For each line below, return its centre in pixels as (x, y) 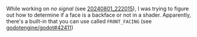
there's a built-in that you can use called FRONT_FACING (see (79, 21)
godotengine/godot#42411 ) (40, 27)
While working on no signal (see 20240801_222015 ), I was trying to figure (98, 9)
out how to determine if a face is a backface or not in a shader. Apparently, (98, 15)
